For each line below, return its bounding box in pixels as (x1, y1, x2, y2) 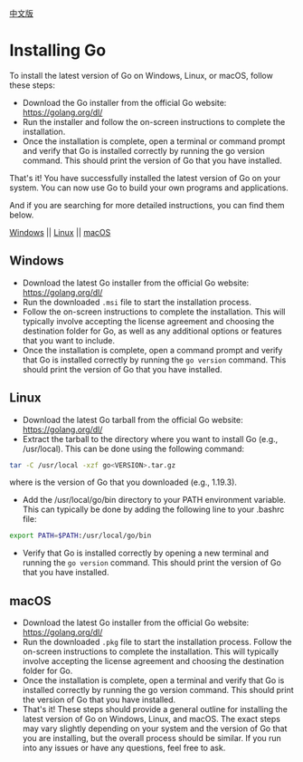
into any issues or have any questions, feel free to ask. (22, 742, 226, 754)
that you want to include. (22, 334, 116, 346)
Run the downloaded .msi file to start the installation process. (22, 296, 251, 307)
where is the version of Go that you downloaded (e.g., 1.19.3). (9, 477, 238, 487)
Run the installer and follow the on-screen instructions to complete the (22, 116, 286, 127)
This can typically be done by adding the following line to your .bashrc (22, 504, 285, 515)
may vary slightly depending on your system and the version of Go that (22, 723, 288, 734)
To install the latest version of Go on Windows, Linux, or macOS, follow (9, 70, 273, 81)
